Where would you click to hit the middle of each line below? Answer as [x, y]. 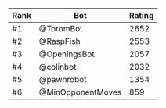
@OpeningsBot [67, 54]
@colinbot [58, 67]
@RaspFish [60, 41]
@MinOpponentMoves [80, 92]
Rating [141, 15]
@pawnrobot [63, 79]
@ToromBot [61, 29]
